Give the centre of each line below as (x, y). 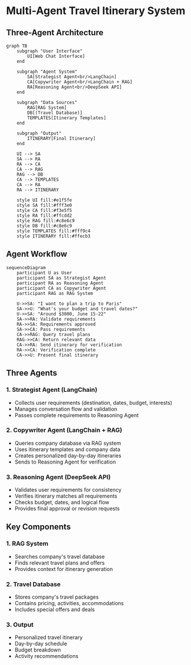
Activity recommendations (46, 656)
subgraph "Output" (39, 133)
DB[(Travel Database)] (55, 113)
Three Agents (32, 373)
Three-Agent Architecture (55, 33)
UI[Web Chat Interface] (56, 56)
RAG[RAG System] (47, 108)
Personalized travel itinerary (48, 637)
